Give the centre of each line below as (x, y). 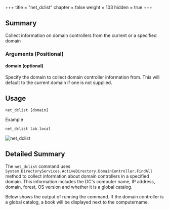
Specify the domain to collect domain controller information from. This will (82, 77)
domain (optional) (25, 66)
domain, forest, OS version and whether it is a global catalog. (69, 187)
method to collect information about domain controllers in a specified (77, 176)
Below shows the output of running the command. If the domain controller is (85, 196)
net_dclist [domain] (27, 110)
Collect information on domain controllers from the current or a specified (81, 35)
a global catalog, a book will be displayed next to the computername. (77, 202)
